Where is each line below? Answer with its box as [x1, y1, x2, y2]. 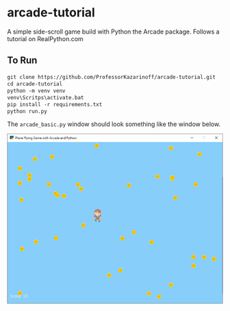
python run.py [7, 108, 48, 114]
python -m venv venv [7, 87, 66, 94]
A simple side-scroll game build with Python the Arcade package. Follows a [7, 27, 220, 36]
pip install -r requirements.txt [7, 101, 103, 108]
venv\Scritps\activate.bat [7, 94, 84, 101]
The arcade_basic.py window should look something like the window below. [7, 120, 221, 128]
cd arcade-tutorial [7, 80, 63, 87]
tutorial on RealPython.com [7, 34, 84, 42]
